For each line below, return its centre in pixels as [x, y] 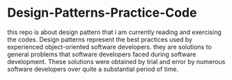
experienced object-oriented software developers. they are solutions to [110, 47]
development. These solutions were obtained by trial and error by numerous [116, 61]
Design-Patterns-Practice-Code [102, 13]
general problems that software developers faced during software [102, 54]
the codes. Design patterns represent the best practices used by [100, 39]
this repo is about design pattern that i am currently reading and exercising [114, 32]
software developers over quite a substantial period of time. [93, 69]
